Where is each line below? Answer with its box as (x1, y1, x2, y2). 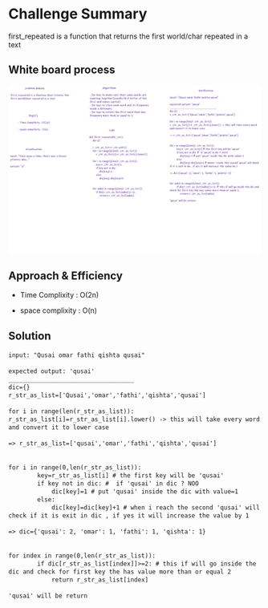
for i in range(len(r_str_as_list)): (8, 407, 135, 415)
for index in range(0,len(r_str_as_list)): (8, 552, 156, 560)
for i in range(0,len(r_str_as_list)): (8, 464, 142, 472)
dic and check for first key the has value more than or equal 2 (8, 568, 231, 576)
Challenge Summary (8, 5, 148, 23)
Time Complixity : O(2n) (19, 290, 99, 300)
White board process (8, 63, 116, 77)
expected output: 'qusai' (8, 367, 95, 375)
